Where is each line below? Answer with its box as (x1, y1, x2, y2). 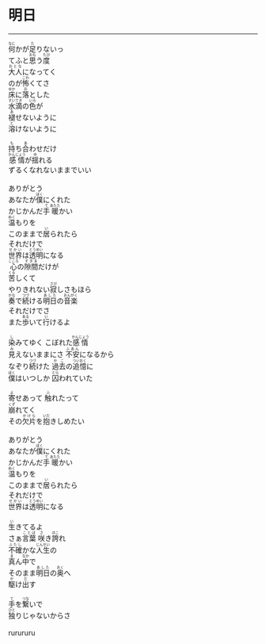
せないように (15, 112, 57, 122)
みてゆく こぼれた (15, 337, 73, 347)
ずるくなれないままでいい (8, 165, 92, 174)
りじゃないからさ (15, 611, 71, 620)
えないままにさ (15, 349, 64, 358)
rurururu (8, 628, 36, 638)
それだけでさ (8, 306, 50, 316)
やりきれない (8, 285, 50, 294)
